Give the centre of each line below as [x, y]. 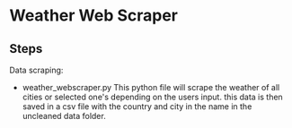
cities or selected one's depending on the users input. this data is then [152, 97]
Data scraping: [36, 70]
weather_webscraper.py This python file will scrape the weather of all [151, 87]
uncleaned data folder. [64, 116]
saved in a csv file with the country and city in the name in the [137, 107]
